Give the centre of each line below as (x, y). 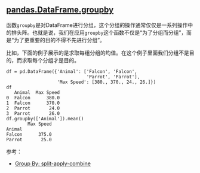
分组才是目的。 (61, 60)
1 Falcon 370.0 (33, 103)
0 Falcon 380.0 (33, 98)
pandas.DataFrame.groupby (60, 10)
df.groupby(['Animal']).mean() (45, 119)
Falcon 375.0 (29, 134)
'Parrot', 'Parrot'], (113, 77)
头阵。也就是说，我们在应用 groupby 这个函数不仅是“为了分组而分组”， (101, 32)
